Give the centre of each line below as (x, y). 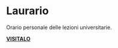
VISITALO (19, 39)
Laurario (28, 11)
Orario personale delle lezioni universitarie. (59, 27)
